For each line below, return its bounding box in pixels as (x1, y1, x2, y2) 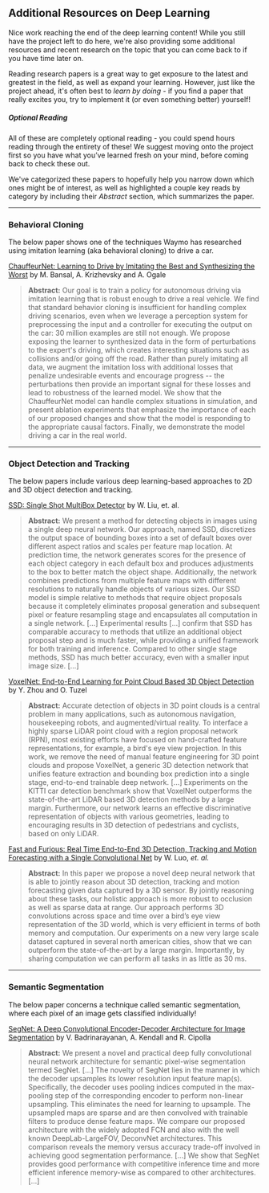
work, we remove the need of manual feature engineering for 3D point (27, 752, 259, 762)
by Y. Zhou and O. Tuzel (8, 685, 87, 695)
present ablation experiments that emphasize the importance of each (27, 405, 256, 415)
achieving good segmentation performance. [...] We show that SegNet (27, 1150, 260, 1160)
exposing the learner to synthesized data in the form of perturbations (27, 337, 256, 346)
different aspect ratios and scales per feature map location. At (27, 541, 233, 551)
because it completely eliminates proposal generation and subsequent (27, 602, 260, 611)
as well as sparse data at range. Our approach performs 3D (27, 903, 224, 913)
